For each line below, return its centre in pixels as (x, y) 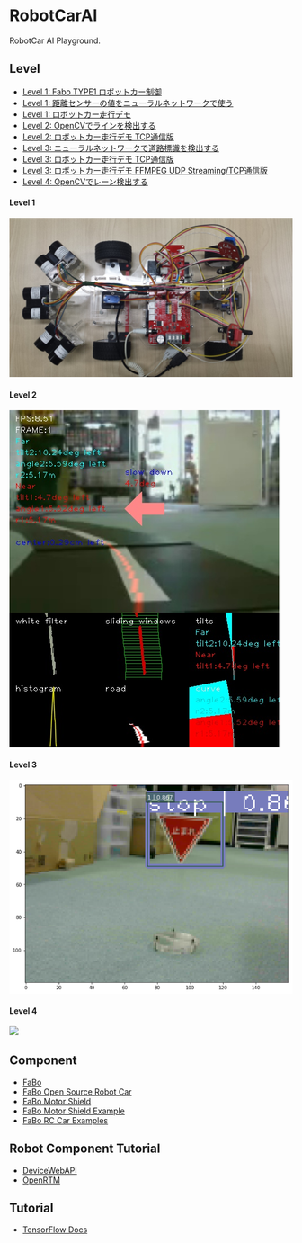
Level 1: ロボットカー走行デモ (77, 114)
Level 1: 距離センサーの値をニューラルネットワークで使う (128, 103)
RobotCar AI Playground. (55, 40)
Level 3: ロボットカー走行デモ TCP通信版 (98, 159)
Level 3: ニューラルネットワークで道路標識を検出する (121, 148)
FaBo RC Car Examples (65, 1120)
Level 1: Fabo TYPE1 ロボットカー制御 (92, 92)
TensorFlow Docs (55, 1230)
